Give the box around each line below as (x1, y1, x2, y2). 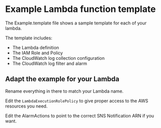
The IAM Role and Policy (12, 50, 63, 56)
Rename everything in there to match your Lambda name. (5, 88, 124, 94)
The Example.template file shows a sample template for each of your (5, 20, 147, 26)
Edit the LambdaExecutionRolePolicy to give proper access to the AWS (5, 98, 148, 104)
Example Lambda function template (5, 3, 156, 15)
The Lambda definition (12, 44, 59, 50)
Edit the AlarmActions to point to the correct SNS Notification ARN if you (5, 113, 154, 119)
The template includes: (5, 35, 52, 41)
